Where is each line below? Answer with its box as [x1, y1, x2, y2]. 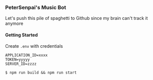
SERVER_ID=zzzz [5, 61, 37, 66]
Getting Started [5, 32, 38, 38]
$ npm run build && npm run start [5, 70, 77, 75]
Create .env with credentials [5, 43, 63, 49]
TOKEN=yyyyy [5, 57, 30, 62]
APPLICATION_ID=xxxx [5, 53, 48, 58]
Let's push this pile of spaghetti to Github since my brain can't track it [5, 15, 148, 21]
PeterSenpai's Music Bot [5, 4, 66, 11]
